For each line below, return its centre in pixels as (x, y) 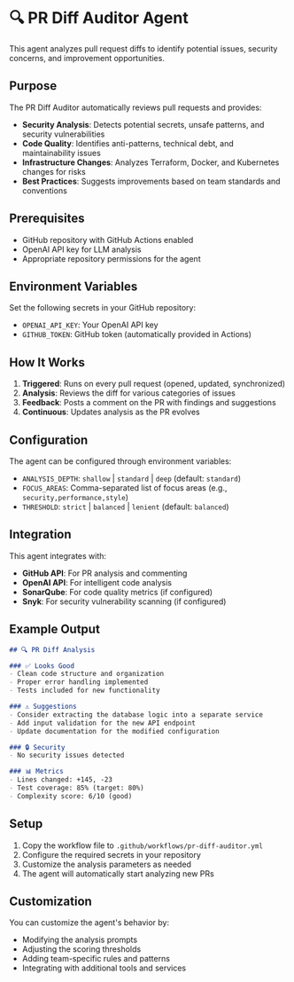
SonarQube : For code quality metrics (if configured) (117, 592)
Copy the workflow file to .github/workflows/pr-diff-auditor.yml (143, 845)
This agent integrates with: (58, 555)
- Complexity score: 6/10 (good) (71, 796)
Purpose (33, 86)
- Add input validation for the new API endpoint (103, 723)
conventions (45, 190)
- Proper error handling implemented (79, 682)
